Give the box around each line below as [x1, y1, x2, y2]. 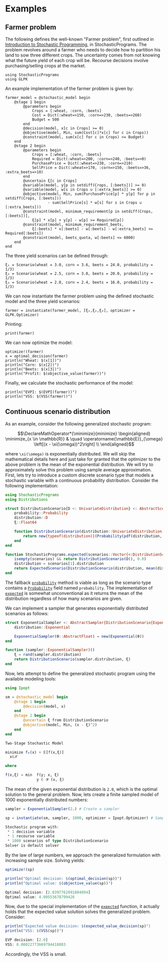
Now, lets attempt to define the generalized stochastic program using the [5, 670, 155, 676]
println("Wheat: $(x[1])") [5, 358, 61, 363]
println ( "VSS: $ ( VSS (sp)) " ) [5, 928, 64, 933]
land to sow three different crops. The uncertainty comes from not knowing [5, 52, 160, 58]
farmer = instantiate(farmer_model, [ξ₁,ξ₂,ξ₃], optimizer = [5, 308, 135, 313]
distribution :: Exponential [14, 624, 70, 630]
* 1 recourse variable [7, 833, 55, 839]
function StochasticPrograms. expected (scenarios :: [5, 552, 113, 557]
